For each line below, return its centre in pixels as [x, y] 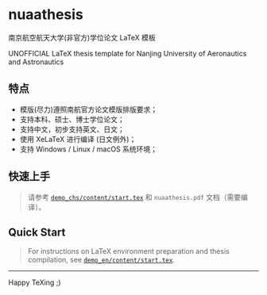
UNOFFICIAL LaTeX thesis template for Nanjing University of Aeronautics [128, 53]
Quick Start [37, 232]
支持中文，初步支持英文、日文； [72, 129]
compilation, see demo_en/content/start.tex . [101, 260]
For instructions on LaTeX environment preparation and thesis [129, 251]
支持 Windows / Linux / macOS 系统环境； [88, 149]
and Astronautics [36, 62]
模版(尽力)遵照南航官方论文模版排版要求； [89, 109]
